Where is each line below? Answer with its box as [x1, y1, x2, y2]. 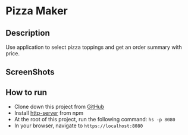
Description [5, 28, 50, 38]
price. [5, 50, 20, 57]
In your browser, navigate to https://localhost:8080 [14, 122, 143, 129]
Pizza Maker [5, 4, 68, 18]
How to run [5, 87, 48, 98]
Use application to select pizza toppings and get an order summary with [5, 43, 182, 51]
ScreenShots [5, 67, 55, 77]
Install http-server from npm [14, 109, 84, 117]
